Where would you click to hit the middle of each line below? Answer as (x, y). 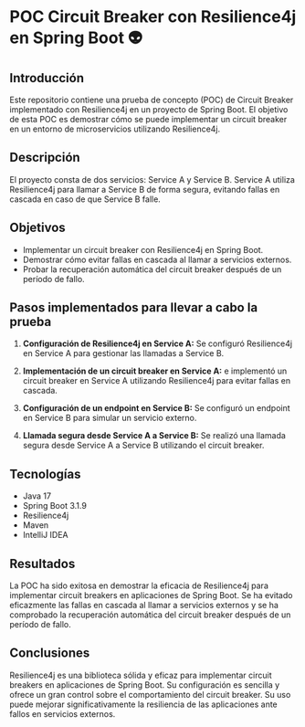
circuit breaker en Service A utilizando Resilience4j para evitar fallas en (156, 381)
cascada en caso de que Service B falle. (85, 199)
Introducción (47, 78)
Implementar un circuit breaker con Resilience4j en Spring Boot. (143, 249)
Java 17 (37, 496)
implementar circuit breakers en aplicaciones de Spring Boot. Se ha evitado (151, 595)
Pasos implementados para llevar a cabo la (134, 308)
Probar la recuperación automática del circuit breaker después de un (152, 269)
